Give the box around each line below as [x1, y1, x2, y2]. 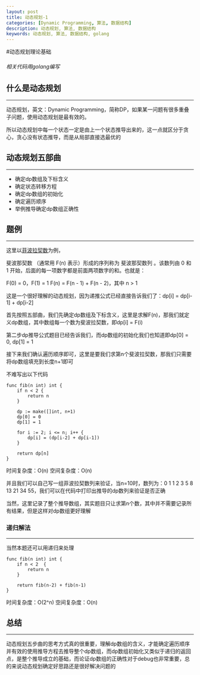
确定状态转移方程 [14, 183, 57, 190]
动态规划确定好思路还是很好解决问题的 [21, 662, 116, 670]
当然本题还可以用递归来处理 [6, 544, 74, 551]
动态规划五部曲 [6, 153, 61, 163]
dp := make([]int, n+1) [17, 409, 76, 415]
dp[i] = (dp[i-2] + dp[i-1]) [27, 435, 100, 441]
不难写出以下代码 [6, 371, 48, 378]
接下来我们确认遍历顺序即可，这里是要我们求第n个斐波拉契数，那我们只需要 [6, 351, 192, 358]
